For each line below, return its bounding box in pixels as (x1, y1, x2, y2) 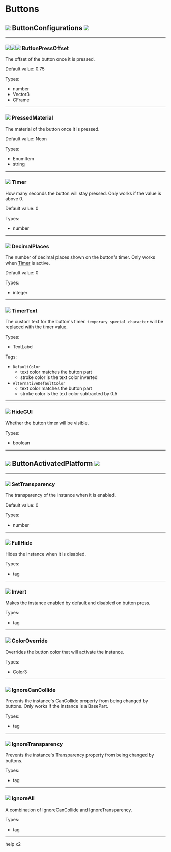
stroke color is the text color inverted (20, 374, 98, 381)
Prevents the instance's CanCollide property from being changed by (5, 698, 149, 704)
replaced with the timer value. (5, 324, 68, 330)
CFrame (12, 97, 30, 103)
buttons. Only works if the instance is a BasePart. (5, 703, 108, 709)
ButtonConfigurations (12, 23, 83, 32)
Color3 (12, 669, 27, 675)
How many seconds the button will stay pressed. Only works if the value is (5, 190, 161, 196)
